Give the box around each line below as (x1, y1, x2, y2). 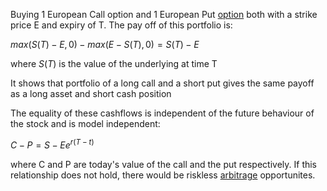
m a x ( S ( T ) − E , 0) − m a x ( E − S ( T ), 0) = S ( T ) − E (10, 39, 200, 50)
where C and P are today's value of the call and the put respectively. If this (10, 158, 318, 170)
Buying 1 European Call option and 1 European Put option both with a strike (10, 9, 318, 20)
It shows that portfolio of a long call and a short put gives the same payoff (10, 77, 315, 89)
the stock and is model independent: (10, 118, 161, 129)
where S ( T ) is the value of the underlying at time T (10, 58, 218, 69)
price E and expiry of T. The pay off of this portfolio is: (10, 19, 233, 31)
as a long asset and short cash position (10, 88, 172, 99)
